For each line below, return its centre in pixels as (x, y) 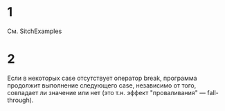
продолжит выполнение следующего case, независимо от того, (102, 85)
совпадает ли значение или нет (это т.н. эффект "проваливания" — (107, 92)
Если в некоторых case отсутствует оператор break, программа (102, 78)
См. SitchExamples (35, 31)
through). (20, 100)
